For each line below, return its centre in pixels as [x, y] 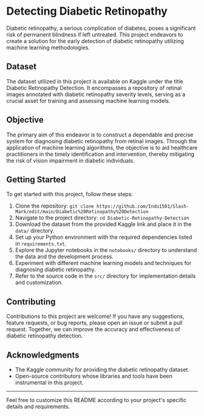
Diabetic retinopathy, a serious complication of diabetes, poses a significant [101, 28]
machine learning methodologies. [48, 48]
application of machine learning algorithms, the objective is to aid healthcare [102, 147]
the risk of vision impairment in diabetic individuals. [70, 160]
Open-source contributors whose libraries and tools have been [94, 376]
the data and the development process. [64, 256]
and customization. [39, 283]
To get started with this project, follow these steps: [70, 194]
